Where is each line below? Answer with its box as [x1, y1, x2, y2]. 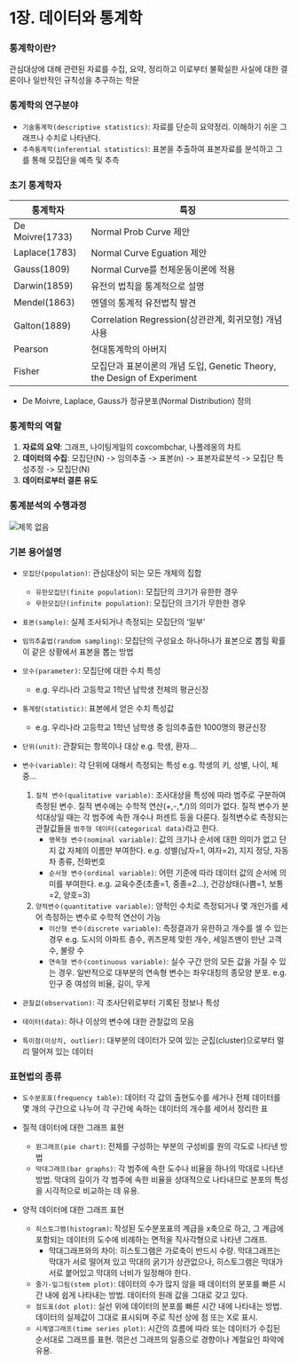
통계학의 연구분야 [9, 99, 79, 112]
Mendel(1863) [13, 297, 75, 309]
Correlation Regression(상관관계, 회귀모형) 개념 [90, 313, 283, 326]
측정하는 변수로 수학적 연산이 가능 [44, 911, 161, 922]
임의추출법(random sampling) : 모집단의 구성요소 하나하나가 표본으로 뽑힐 [21, 635, 270, 646]
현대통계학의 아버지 [90, 344, 168, 356]
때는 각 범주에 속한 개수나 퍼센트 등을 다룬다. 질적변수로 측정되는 [66, 812, 289, 822]
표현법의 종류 [9, 1070, 62, 1082]
